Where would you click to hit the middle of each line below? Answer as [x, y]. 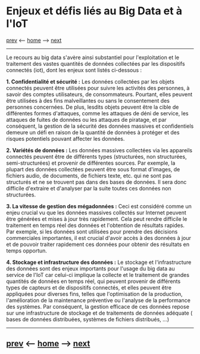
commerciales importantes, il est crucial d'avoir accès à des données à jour [99, 238]
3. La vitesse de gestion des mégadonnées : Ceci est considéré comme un [99, 206]
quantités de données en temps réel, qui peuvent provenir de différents [93, 281]
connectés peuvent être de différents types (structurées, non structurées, [96, 156]
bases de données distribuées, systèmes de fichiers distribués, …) [88, 319]
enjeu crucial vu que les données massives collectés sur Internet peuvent [96, 213]
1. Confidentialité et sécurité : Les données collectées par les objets [90, 81]
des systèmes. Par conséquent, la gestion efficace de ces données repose [98, 306]
